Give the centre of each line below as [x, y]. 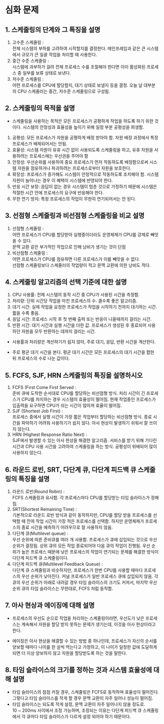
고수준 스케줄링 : [28, 42]
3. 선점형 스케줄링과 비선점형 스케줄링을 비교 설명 [75, 216]
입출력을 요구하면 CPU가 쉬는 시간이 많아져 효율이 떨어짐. [67, 406]
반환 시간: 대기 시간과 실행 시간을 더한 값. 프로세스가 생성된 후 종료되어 [79, 325]
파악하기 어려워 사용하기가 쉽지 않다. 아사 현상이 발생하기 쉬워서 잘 [85, 423]
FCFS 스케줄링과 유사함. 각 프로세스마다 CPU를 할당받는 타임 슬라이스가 [81, 498]
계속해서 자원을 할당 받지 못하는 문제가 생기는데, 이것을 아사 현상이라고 [89, 624]
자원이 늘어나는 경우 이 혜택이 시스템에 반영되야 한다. [62, 180]
